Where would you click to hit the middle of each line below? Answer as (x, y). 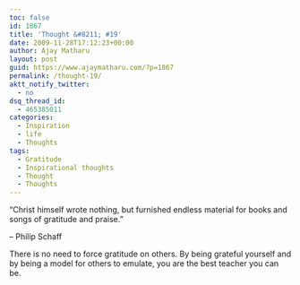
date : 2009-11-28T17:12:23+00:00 (72, 43)
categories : (31, 117)
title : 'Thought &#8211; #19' (66, 34)
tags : (19, 151)
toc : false (30, 17)
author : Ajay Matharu (50, 51)
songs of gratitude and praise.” (66, 220)
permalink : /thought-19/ (56, 76)
